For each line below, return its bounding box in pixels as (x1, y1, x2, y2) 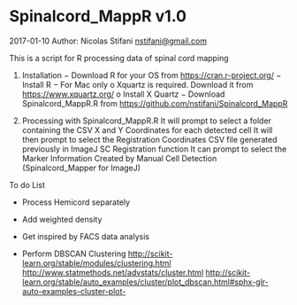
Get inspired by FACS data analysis (21, 231, 150, 241)
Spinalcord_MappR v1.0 (9, 6, 187, 27)
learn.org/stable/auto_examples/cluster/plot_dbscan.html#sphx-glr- (21, 277, 269, 287)
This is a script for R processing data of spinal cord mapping (9, 52, 229, 63)
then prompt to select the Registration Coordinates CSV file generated (21, 134, 278, 145)
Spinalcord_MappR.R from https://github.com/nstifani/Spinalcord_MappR (21, 98, 288, 108)
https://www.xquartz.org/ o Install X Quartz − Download (21, 89, 225, 99)
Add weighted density (21, 214, 103, 224)
